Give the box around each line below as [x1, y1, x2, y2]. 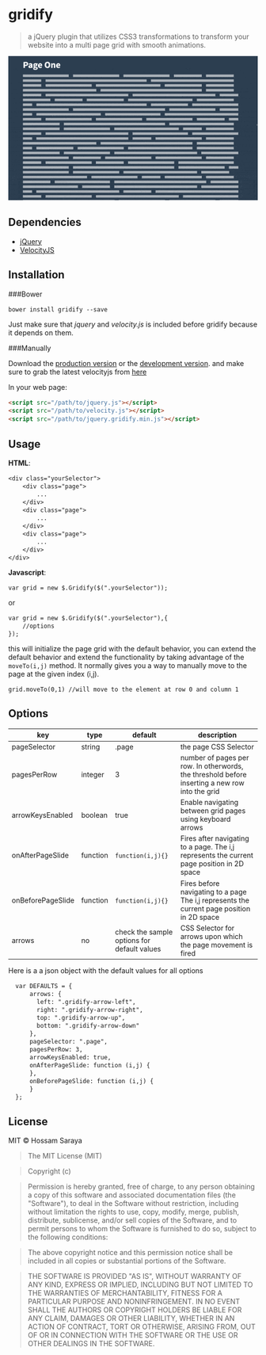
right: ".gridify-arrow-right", [36, 1006, 144, 1014]
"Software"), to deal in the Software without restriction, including [27, 1199, 239, 1208]
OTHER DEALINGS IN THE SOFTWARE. [27, 1339, 155, 1349]
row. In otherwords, [180, 761, 244, 770]
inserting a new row [180, 778, 245, 788]
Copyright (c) [27, 1166, 71, 1176]
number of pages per [180, 753, 249, 762]
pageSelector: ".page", [28, 1038, 108, 1046]
